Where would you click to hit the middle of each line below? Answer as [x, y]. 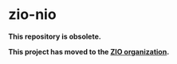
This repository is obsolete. [55, 36]
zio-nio [33, 15]
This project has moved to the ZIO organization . [89, 51]
